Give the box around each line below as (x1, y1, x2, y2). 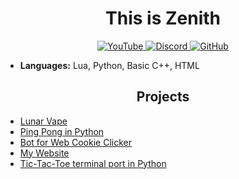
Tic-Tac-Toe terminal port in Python (19, 157, 167, 169)
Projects (136, 88, 190, 106)
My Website (19, 147, 70, 159)
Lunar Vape (19, 115, 68, 127)
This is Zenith (105, 7, 221, 30)
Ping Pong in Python (19, 125, 105, 137)
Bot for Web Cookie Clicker (19, 136, 132, 148)
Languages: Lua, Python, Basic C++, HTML (19, 59, 200, 71)
